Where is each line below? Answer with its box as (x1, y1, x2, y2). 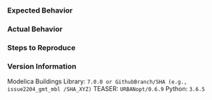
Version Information (7, 61, 77, 71)
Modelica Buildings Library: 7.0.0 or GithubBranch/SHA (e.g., (7, 77, 188, 85)
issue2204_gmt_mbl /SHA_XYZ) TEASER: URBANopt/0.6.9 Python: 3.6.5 (7, 85, 206, 93)
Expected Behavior (7, 6, 73, 15)
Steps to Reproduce (7, 42, 76, 52)
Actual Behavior (7, 24, 63, 33)
